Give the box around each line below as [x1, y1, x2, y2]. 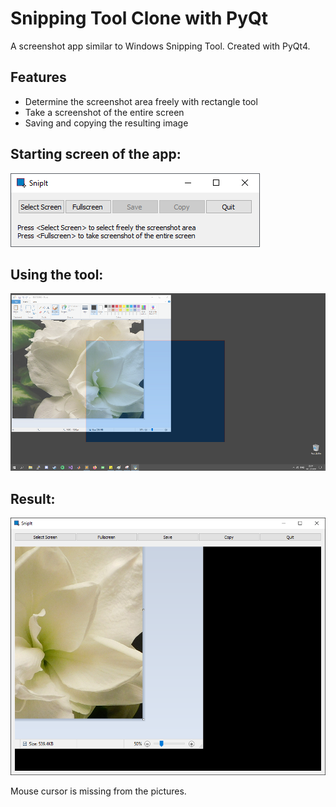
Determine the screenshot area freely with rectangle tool [24, 95, 258, 107]
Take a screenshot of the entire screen [24, 106, 185, 118]
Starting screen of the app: [10, 146, 182, 163]
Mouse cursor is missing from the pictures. [10, 785, 187, 797]
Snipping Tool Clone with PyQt [10, 7, 269, 30]
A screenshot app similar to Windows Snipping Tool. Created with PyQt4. [10, 40, 311, 52]
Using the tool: [10, 266, 104, 283]
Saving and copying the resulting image [24, 117, 189, 129]
